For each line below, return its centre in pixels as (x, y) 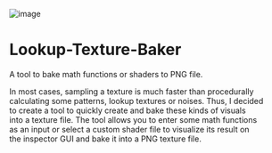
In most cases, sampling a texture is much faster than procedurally (132, 91)
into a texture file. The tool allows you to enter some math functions (133, 119)
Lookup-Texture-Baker (95, 50)
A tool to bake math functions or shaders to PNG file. (106, 74)
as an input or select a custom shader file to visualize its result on (129, 129)
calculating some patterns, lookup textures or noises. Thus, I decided (136, 101)
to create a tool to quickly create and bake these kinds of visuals (128, 110)
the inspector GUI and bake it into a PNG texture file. (106, 139)
